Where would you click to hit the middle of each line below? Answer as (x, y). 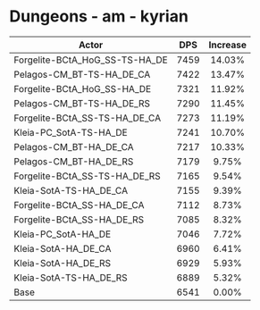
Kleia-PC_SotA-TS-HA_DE (71, 132)
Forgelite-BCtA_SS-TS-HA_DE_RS (87, 176)
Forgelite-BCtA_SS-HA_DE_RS (79, 219)
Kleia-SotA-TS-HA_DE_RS (71, 277)
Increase (228, 45)
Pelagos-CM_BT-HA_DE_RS (74, 161)
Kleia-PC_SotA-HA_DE (63, 234)
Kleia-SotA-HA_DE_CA (63, 248)
